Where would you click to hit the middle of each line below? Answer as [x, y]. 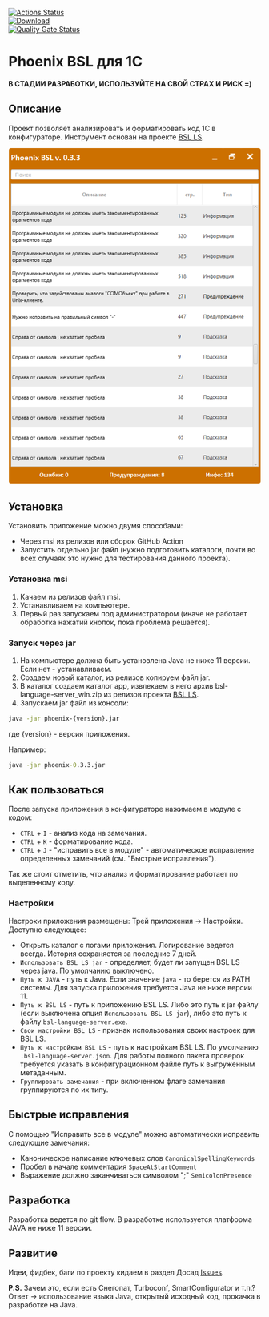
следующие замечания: [49, 1142]
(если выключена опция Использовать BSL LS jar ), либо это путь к [133, 1013]
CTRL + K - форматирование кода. [76, 841]
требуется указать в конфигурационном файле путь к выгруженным [137, 1064]
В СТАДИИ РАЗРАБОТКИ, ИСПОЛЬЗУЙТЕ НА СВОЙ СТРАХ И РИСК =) [130, 83]
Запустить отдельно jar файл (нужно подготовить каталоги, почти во [138, 550]
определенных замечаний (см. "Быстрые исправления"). [118, 859]
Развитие [33, 1253]
